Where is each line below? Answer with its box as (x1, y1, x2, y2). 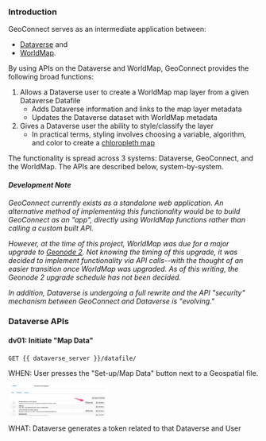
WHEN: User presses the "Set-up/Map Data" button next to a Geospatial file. (8, 368, 259, 377)
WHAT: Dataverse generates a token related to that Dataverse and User (8, 424, 241, 433)
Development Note (8, 180, 71, 189)
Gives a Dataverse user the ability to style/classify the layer (19, 122, 214, 131)
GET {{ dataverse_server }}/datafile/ (8, 354, 137, 362)
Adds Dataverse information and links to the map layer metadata (31, 104, 242, 114)
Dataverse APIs (8, 316, 69, 327)
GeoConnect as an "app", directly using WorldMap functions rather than (8, 215, 246, 224)
